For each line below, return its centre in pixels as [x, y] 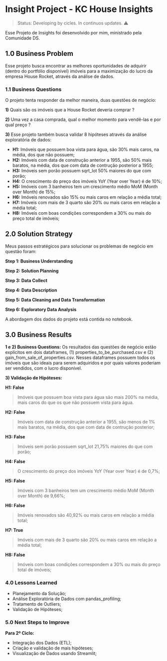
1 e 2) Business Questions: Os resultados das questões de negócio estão [81, 347]
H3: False [15, 437]
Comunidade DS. [23, 38]
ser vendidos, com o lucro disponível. [44, 368]
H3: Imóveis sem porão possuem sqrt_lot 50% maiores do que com [82, 171]
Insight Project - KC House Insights [79, 9]
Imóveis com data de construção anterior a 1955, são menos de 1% [86, 422]
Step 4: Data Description [31, 290]
